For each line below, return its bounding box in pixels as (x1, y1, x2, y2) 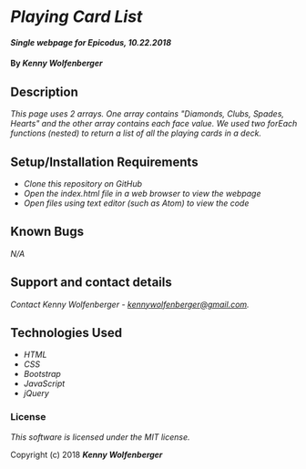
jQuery (23, 388, 49, 399)
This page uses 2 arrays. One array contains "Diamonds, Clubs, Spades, (10, 108, 285, 119)
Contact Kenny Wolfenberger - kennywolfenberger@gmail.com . (10, 299, 250, 310)
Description (10, 84, 78, 99)
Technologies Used (10, 325, 122, 341)
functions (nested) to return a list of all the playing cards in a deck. (10, 127, 262, 138)
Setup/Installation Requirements (10, 154, 199, 169)
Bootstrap (23, 369, 62, 380)
